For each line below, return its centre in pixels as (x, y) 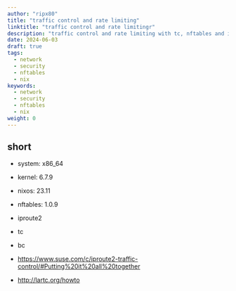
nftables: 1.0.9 (38, 205)
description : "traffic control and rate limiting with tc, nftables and (116, 33)
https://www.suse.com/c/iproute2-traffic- (78, 259)
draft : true (25, 46)
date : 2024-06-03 (33, 40)
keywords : (22, 86)
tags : (15, 53)
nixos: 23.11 (34, 191)
